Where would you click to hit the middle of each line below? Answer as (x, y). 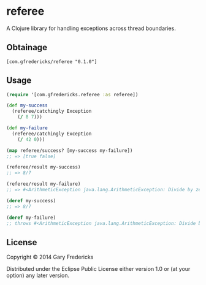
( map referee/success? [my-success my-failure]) (70, 150)
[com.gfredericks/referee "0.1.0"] (52, 62)
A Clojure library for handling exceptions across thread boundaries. (91, 28)
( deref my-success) (31, 200)
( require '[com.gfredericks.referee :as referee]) (72, 94)
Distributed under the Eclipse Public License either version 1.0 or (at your (98, 269)
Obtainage (27, 47)
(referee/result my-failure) (44, 184)
